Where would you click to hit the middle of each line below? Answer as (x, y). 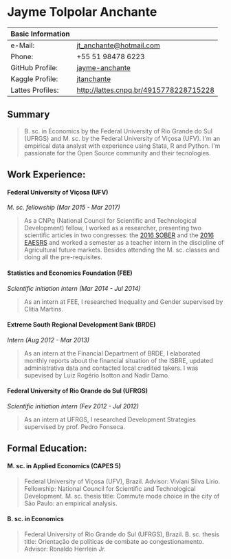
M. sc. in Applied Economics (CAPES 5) (64, 465)
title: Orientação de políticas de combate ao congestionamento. (114, 541)
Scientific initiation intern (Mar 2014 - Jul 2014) (74, 288)
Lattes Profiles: (35, 90)
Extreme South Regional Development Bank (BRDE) (81, 325)
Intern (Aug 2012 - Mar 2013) (48, 340)
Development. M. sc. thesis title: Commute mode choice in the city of (122, 496)
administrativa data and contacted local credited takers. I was (111, 368)
